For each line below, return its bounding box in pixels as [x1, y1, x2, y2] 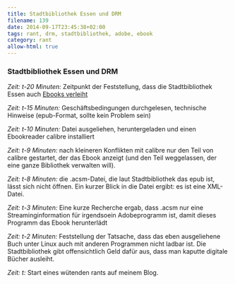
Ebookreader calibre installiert [7, 132, 95, 141]
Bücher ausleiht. [7, 255, 55, 264]
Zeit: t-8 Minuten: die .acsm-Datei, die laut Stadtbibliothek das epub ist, [7, 174, 215, 184]
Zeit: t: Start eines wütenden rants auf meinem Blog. [7, 268, 159, 277]
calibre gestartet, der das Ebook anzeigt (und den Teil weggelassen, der [7, 153, 217, 162]
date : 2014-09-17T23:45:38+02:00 [7, 23, 106, 30]
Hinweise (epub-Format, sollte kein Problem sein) [7, 111, 152, 120]
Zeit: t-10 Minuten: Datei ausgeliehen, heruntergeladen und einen [7, 125, 196, 134]
